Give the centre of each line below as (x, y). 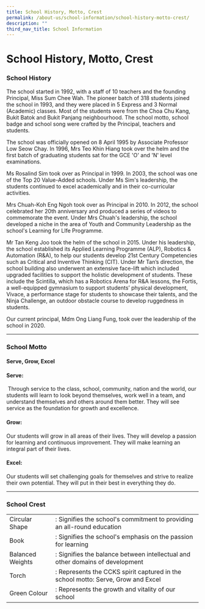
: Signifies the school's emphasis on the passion (124, 537)
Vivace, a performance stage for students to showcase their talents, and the (102, 294)
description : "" (27, 23)
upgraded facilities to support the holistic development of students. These (99, 274)
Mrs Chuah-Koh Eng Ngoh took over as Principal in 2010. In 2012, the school (102, 204)
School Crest (26, 504)
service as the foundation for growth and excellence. (73, 408)
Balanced (23, 554)
